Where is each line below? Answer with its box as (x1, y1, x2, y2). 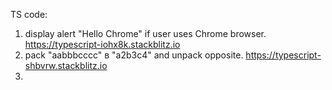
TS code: (10, 9, 48, 20)
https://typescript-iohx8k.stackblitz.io (24, 39, 181, 50)
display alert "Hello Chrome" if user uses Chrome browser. (24, 28, 267, 39)
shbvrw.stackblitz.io (24, 60, 108, 71)
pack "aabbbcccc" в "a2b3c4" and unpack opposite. (24, 49, 244, 61)
